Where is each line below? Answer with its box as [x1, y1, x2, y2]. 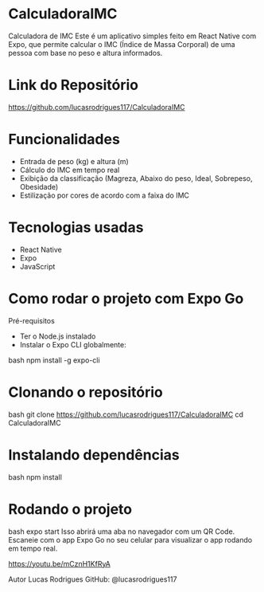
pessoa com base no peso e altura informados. [8, 48, 163, 57]
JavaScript [19, 261, 56, 271]
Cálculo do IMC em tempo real [19, 165, 120, 174]
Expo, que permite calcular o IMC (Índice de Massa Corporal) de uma [8, 39, 236, 49]
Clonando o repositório [8, 383, 163, 401]
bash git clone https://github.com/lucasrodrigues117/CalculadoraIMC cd [8, 410, 244, 419]
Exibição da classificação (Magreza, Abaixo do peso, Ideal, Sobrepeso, [19, 173, 253, 183]
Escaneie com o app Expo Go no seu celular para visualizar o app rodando [8, 535, 253, 544]
